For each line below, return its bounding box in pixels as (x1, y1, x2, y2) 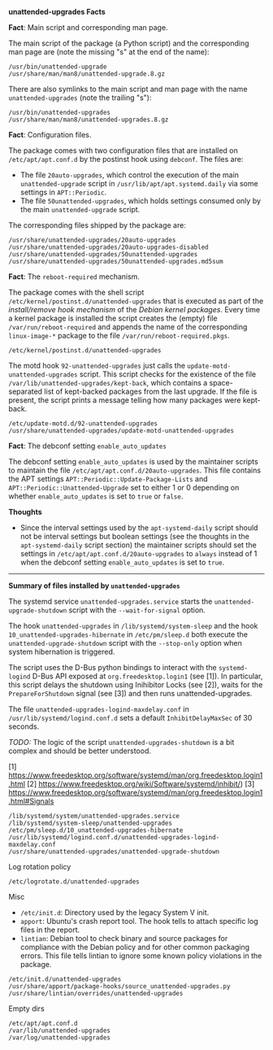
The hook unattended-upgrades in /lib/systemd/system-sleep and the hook (8, 621, 258, 630)
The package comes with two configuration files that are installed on (8, 146, 238, 155)
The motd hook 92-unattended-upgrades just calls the (8, 361, 185, 370)
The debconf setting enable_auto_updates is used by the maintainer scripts (8, 457, 258, 466)
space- (209, 378, 233, 387)
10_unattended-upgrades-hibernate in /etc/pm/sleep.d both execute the (8, 630, 248, 639)
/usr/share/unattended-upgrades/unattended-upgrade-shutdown (8, 847, 220, 856)
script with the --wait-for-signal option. (68, 605, 206, 615)
